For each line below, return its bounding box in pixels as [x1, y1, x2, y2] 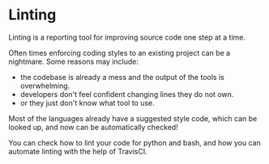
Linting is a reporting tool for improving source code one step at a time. [8, 32, 246, 42]
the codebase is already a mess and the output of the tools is [19, 72, 224, 82]
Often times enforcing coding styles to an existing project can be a [8, 48, 231, 57]
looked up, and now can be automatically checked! [8, 122, 178, 132]
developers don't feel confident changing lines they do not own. [19, 89, 234, 99]
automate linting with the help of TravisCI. [8, 146, 147, 156]
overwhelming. [19, 81, 70, 90]
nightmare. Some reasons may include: [8, 57, 139, 66]
